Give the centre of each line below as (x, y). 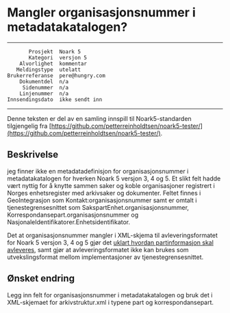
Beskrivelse (33, 155)
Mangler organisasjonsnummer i (102, 13)
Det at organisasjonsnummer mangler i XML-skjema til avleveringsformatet (112, 235)
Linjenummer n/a (44, 94)
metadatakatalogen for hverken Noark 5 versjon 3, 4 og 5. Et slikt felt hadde (114, 178)
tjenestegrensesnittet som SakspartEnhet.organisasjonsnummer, (98, 207)
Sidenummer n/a (46, 87)
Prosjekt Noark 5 (54, 52)
